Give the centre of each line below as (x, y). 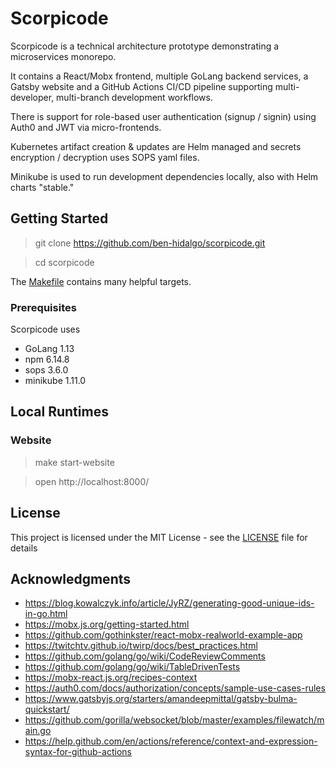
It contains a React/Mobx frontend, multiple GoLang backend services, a (159, 76)
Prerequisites (43, 307)
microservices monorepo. (63, 56)
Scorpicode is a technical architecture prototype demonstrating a (145, 46)
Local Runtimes (59, 412)
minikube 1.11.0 (55, 381)
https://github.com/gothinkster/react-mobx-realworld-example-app (163, 635)
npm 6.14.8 (47, 359)
